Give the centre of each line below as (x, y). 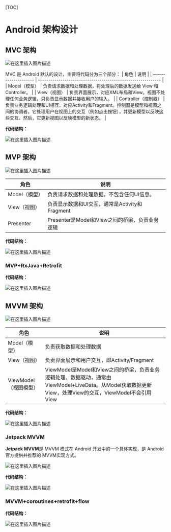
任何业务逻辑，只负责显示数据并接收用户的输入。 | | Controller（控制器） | (87, 99)
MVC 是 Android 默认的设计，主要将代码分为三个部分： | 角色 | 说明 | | (79, 74)
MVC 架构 (21, 50)
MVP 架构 (21, 157)
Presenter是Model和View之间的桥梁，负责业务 (103, 220)
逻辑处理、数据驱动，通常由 (78, 377)
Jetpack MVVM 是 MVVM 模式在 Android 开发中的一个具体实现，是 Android (84, 449)
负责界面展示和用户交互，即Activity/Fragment (99, 360)
